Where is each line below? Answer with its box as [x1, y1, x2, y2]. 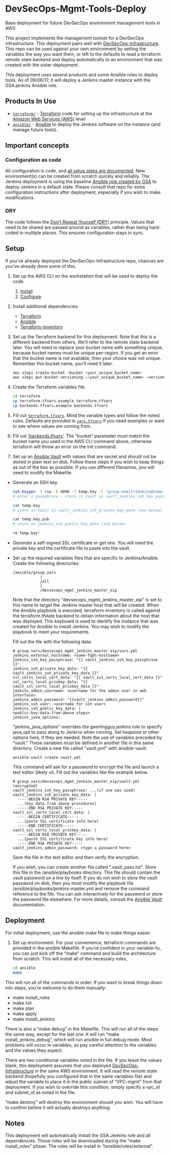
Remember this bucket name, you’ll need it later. [12, 360, 113, 367]
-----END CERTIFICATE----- [17, 823, 74, 828]
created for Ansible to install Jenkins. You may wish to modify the [12, 624, 149, 630]
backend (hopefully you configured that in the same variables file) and [5, 1073, 152, 1079]
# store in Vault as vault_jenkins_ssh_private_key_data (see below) [12, 508, 163, 513]
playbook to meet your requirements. [12, 629, 90, 635]
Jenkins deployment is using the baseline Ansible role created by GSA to [5, 179, 157, 185]
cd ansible [12, 965, 36, 970]
